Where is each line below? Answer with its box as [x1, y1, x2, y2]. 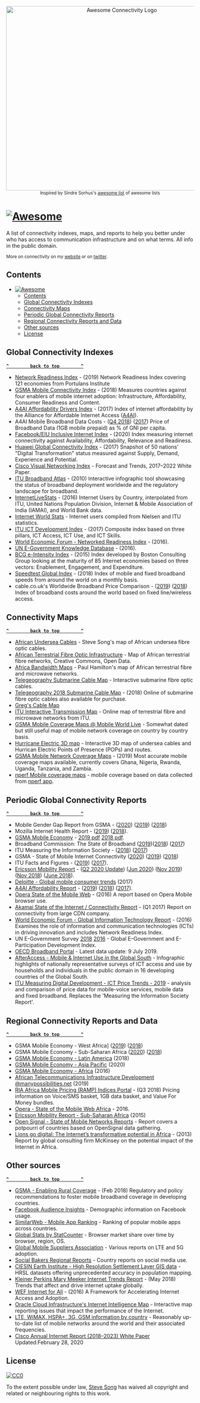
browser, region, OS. [14, 1237, 65, 1245]
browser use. [14, 897, 48, 904]
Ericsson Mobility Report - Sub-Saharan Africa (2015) [14, 1112, 146, 1119]
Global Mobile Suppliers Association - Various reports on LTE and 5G [14, 1243, 184, 1250]
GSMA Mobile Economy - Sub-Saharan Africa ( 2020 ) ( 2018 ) [14, 1049, 162, 1055]
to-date [14, 1320, 34, 1327]
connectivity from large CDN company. [14, 910, 111, 917]
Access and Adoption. [14, 1294, 70, 1301]
